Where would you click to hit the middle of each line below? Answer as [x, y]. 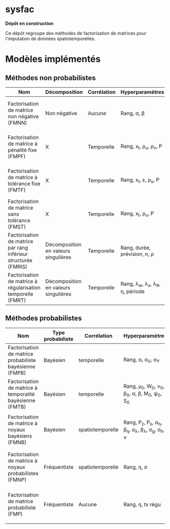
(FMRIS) [18, 266]
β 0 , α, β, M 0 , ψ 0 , [142, 394]
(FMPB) [17, 373]
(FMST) [17, 227]
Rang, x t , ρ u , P [137, 214]
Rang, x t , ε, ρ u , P [140, 181]
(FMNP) [17, 480]
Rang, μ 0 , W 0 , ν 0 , [144, 386]
